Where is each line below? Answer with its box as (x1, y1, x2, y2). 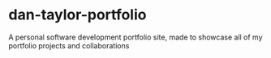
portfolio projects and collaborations (8, 40, 130, 50)
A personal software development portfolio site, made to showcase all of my (8, 32, 263, 42)
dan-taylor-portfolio (8, 6, 147, 24)
